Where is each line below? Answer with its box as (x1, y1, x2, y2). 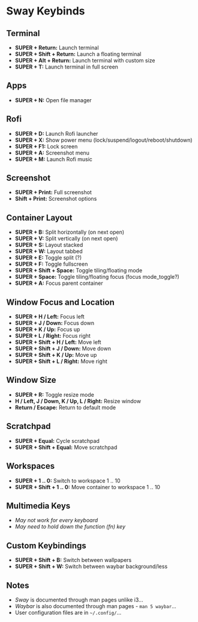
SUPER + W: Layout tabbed (14, 248, 83, 255)
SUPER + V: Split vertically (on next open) (14, 235, 118, 242)
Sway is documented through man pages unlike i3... (14, 596, 143, 603)
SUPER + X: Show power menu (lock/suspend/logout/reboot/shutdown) (14, 136, 193, 144)
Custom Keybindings (6, 540, 87, 550)
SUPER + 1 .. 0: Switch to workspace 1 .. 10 (14, 477, 121, 484)
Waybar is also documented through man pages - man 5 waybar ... (14, 602, 177, 609)
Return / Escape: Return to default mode (14, 404, 116, 411)
